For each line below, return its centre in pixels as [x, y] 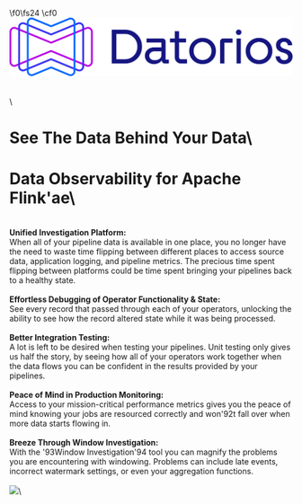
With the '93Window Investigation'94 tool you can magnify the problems [143, 452]
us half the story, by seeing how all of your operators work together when [145, 356]
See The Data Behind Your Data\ [131, 138]
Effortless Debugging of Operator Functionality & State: [115, 299]
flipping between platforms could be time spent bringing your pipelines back [151, 270]
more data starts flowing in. [60, 423]
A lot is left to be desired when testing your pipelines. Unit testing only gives [150, 347]
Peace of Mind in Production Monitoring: [87, 394]
